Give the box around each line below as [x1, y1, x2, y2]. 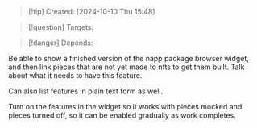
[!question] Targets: [27, 23, 94, 31]
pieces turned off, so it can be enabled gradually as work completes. [8, 110, 236, 120]
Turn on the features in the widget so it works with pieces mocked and [8, 102, 242, 111]
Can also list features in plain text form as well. [8, 86, 164, 96]
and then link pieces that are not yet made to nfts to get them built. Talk [8, 62, 245, 72]
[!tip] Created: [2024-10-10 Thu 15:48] [27, 7, 155, 16]
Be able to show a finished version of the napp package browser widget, [8, 54, 250, 63]
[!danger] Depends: [27, 38, 93, 47]
